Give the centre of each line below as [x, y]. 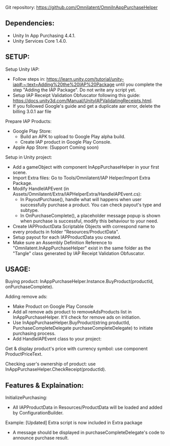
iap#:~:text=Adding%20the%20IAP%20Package [64, 84]
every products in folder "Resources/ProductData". [66, 232]
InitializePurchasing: [26, 398]
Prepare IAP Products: [28, 121]
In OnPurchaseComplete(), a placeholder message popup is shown [90, 215]
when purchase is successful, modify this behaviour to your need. [89, 221]
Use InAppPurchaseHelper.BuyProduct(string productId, [71, 323]
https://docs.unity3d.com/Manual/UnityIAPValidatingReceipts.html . [83, 101]
